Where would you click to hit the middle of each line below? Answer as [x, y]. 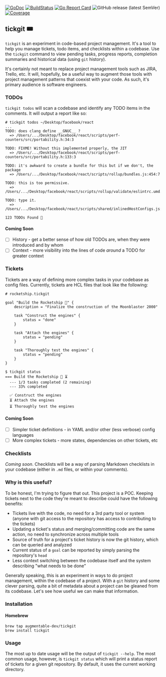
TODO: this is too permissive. [37, 183]
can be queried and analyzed [42, 544]
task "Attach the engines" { [44, 333]
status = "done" [40, 320]
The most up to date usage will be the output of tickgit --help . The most [80, 654]
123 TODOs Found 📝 [24, 218]
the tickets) [24, 524]
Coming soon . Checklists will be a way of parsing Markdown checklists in [80, 464]
